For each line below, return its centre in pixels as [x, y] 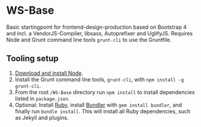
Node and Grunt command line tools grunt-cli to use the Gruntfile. [89, 40]
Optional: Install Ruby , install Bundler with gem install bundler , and [98, 105]
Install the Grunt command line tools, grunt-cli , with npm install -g [99, 79]
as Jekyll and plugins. [42, 117]
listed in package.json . [42, 98]
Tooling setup [32, 58]
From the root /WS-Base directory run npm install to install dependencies [105, 92]
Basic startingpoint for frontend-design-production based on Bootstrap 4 [97, 27]
